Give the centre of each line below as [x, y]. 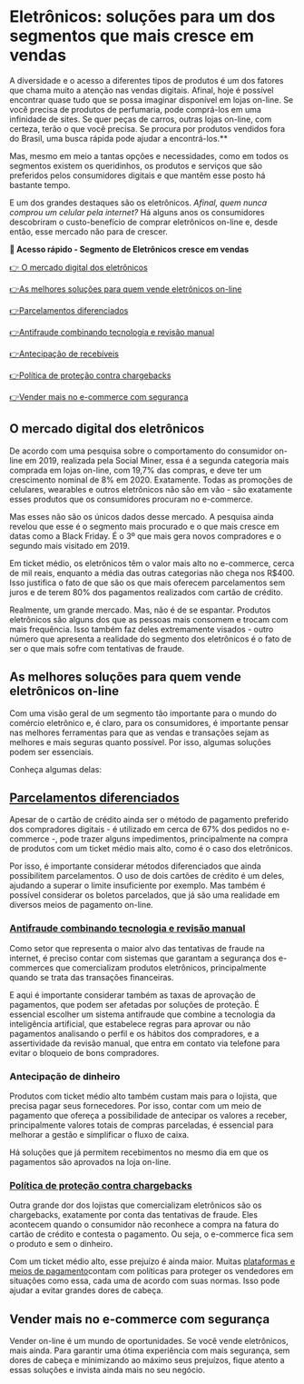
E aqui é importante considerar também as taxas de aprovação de [132, 995]
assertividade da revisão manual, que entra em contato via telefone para [145, 1043]
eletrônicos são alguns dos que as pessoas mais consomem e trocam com [149, 619]
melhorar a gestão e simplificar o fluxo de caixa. [99, 1134]
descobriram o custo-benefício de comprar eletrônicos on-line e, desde [144, 222]
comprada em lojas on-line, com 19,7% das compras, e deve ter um [135, 470]
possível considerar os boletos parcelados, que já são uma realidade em [145, 895]
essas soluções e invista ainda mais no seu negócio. [108, 1370]
